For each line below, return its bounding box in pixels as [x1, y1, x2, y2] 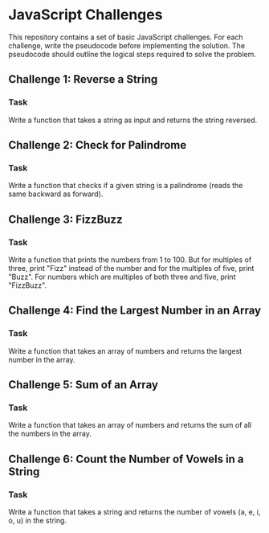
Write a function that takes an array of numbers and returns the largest [8, 346, 243, 355]
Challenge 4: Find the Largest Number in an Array [8, 304, 262, 318]
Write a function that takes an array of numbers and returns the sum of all [8, 420, 251, 430]
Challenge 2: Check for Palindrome [8, 138, 187, 152]
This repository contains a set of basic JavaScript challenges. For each [8, 32, 243, 42]
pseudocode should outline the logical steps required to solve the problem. [8, 49, 257, 59]
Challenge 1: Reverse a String [8, 72, 158, 86]
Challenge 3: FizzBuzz [8, 212, 123, 226]
